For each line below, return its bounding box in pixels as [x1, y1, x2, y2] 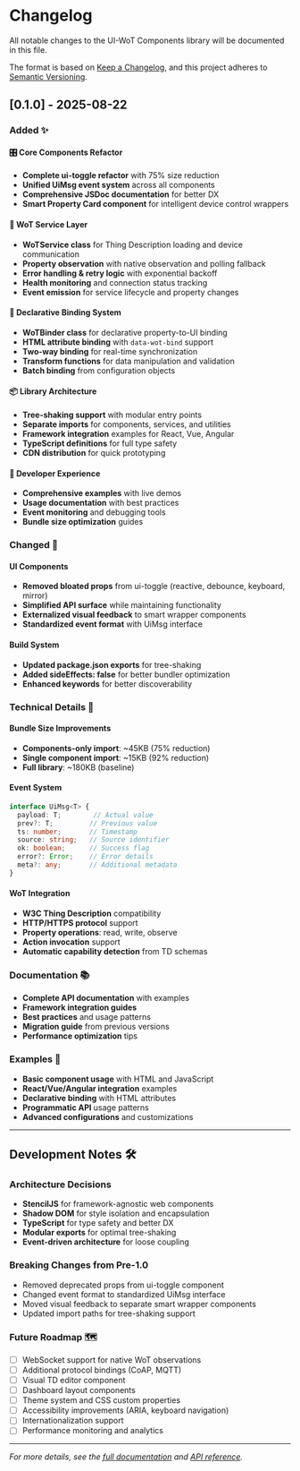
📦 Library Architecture [9, 386, 97, 397]
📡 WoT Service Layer [9, 219, 88, 230]
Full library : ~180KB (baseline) [21, 762, 135, 773]
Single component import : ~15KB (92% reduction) [21, 752, 210, 763]
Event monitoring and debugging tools [21, 507, 167, 517]
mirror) [21, 590, 48, 601]
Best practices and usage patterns [21, 1012, 152, 1022]
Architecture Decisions [9, 1178, 112, 1191]
